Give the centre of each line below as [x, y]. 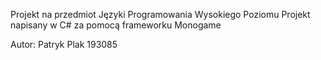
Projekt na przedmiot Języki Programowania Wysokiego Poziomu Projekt [160, 14]
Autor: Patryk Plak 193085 [64, 44]
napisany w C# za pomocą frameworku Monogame [116, 25]
